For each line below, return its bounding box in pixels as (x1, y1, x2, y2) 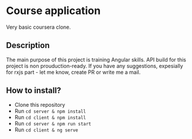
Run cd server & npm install (14, 107, 86, 114)
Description (6, 40, 50, 50)
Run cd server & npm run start (14, 120, 92, 127)
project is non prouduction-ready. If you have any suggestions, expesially (6, 62, 183, 69)
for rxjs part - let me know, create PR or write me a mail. (6, 69, 141, 76)
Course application (6, 4, 101, 18)
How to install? (6, 86, 61, 96)
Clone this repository (14, 101, 66, 108)
